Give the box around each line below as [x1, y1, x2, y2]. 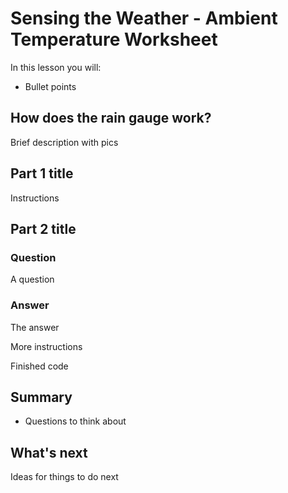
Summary [10, 388, 73, 406]
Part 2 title [10, 220, 77, 237]
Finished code [10, 360, 69, 372]
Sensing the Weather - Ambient [10, 7, 278, 30]
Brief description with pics [10, 136, 119, 148]
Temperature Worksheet [10, 28, 218, 51]
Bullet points [24, 80, 77, 92]
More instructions [10, 340, 83, 352]
